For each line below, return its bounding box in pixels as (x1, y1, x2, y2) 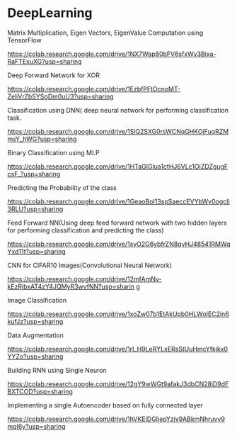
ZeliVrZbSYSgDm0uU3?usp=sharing (7, 92, 115, 101)
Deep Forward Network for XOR (7, 71, 100, 79)
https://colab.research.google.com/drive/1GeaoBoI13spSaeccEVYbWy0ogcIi (7, 197, 230, 206)
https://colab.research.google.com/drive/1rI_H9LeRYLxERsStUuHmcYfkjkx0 (7, 344, 229, 353)
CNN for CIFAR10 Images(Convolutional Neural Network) (7, 261, 172, 269)
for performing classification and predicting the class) (7, 225, 164, 235)
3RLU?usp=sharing (7, 204, 64, 213)
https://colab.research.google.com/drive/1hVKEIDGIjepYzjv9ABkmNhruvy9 (7, 415, 225, 423)
